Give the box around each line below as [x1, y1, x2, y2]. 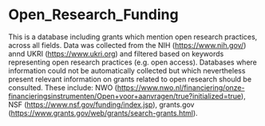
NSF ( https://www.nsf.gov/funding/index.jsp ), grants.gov [8, 100, 195, 109]
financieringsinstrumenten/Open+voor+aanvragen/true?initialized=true [8, 91, 242, 100]
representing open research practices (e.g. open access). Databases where [8, 57, 257, 67]
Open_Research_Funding [8, 6, 179, 24]
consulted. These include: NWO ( [8, 82, 118, 93]
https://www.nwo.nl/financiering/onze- [117, 82, 245, 93]
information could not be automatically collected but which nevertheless [8, 65, 246, 75]
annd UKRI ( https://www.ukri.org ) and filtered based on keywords [8, 49, 224, 58]
